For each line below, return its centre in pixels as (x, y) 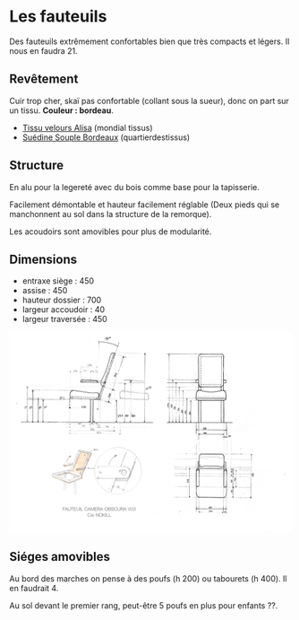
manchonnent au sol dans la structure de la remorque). (111, 214)
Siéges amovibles (60, 557)
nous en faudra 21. (43, 50)
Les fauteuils (58, 17)
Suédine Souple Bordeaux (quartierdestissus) (106, 137)
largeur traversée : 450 (64, 319)
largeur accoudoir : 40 (64, 310)
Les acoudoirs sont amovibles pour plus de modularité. (111, 231)
